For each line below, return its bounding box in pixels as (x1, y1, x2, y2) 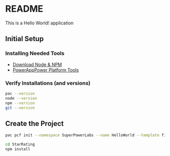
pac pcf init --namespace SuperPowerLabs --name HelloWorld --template (5, 133, 159, 138)
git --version (5, 105, 35, 110)
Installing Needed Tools (5, 50, 65, 57)
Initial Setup (5, 35, 44, 43)
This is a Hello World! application (5, 20, 74, 26)
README (5, 3, 44, 15)
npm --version (5, 100, 35, 106)
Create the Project (5, 119, 64, 128)
